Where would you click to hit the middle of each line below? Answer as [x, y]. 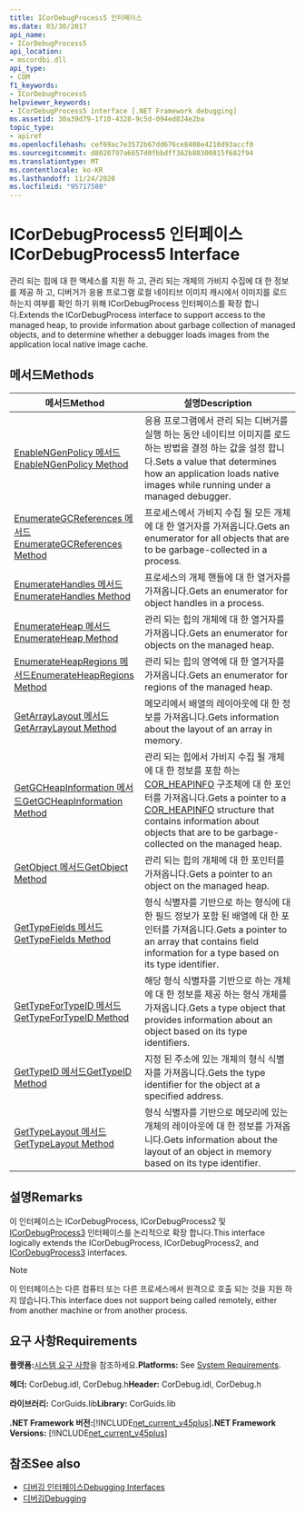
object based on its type [196, 1030]
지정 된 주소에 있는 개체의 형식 [205, 1059]
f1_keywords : [34, 85]
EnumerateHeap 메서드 [62, 626]
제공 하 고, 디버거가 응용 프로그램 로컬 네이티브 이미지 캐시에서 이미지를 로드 [153, 293]
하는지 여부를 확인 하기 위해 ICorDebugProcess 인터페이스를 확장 [126, 304]
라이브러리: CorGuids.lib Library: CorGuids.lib [93, 1403]
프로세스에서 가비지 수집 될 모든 [208, 513]
